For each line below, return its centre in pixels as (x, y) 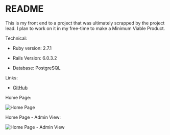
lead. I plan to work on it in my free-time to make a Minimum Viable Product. (85, 28)
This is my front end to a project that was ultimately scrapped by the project (85, 23)
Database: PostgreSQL (37, 68)
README (25, 9)
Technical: (16, 38)
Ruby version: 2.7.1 (32, 48)
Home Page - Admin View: (33, 117)
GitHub (20, 88)
